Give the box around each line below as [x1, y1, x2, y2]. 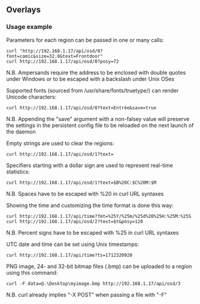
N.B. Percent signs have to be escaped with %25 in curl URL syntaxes [6, 229, 179, 236]
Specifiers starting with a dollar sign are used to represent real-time [6, 162, 174, 169]
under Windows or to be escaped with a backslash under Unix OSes [6, 75, 175, 83]
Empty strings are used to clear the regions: [6, 139, 114, 147]
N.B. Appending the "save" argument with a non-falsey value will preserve [6, 115, 190, 122]
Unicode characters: [6, 93, 57, 101]
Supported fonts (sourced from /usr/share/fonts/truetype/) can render [6, 87, 179, 94]
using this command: [6, 269, 58, 276]
